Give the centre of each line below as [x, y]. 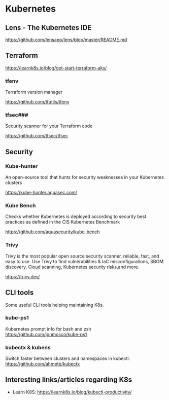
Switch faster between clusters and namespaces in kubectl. [68, 358]
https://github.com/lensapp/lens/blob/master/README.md [66, 40]
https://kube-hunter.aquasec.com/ [41, 193]
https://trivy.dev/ [23, 276]
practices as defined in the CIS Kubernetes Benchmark [63, 222]
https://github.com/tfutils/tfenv [37, 102]
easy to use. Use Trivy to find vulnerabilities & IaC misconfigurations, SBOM [84, 261]
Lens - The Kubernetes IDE [48, 28]
